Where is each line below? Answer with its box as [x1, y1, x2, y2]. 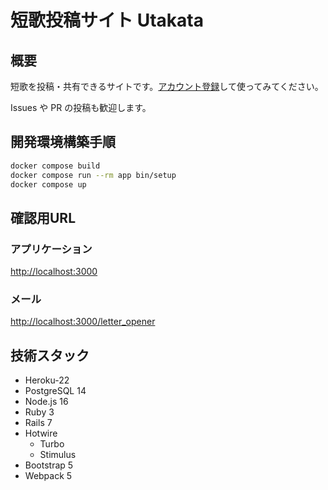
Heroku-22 [24, 374, 70, 386]
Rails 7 [24, 417, 53, 429]
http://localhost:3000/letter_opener [10, 316, 156, 328]
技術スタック [10, 347, 90, 364]
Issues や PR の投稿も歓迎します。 [10, 102, 152, 113]
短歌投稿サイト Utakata [10, 9, 204, 32]
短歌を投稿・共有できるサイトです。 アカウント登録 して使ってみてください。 [10, 81, 324, 92]
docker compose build [10, 161, 101, 171]
